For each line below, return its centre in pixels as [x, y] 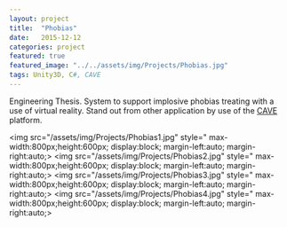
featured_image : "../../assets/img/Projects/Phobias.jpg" [119, 66]
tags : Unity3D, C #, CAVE [55, 75]
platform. [26, 120]
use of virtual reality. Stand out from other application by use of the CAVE [143, 110]
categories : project [48, 47]
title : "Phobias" [43, 28]
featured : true [37, 56]
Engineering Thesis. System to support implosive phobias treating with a [142, 101]
